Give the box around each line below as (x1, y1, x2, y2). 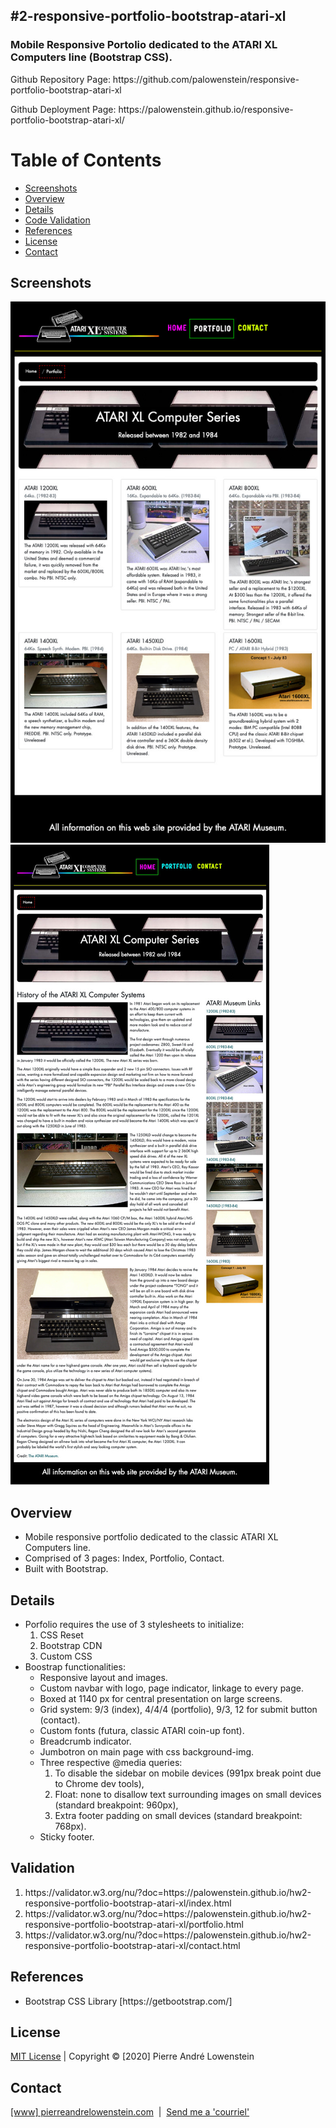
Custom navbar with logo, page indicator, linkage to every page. (39, 1682, 304, 1694)
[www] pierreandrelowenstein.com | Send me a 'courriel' (10, 2106, 250, 2118)
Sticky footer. (39, 1830, 95, 1843)
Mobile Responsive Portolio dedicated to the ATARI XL (10, 38, 278, 52)
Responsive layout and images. (39, 1671, 168, 1683)
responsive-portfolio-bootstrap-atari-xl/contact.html (24, 1939, 241, 1951)
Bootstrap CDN (39, 1639, 103, 1651)
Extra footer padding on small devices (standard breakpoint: (54, 1809, 303, 1821)
